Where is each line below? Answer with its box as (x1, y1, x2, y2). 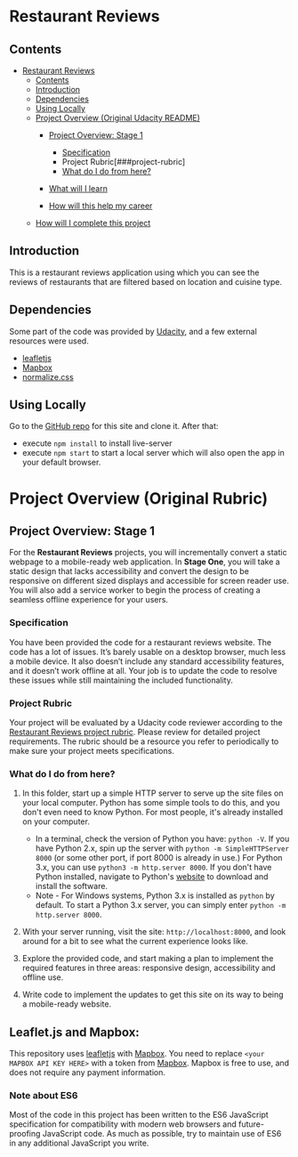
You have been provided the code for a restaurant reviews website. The (9, 636, 272, 647)
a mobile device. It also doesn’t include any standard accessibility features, (9, 656, 285, 667)
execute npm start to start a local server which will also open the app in (21, 448, 285, 458)
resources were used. (9, 336, 89, 346)
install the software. (35, 881, 109, 892)
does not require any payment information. (9, 1067, 166, 1078)
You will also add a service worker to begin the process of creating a (9, 585, 261, 595)
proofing (9, 1129, 41, 1139)
